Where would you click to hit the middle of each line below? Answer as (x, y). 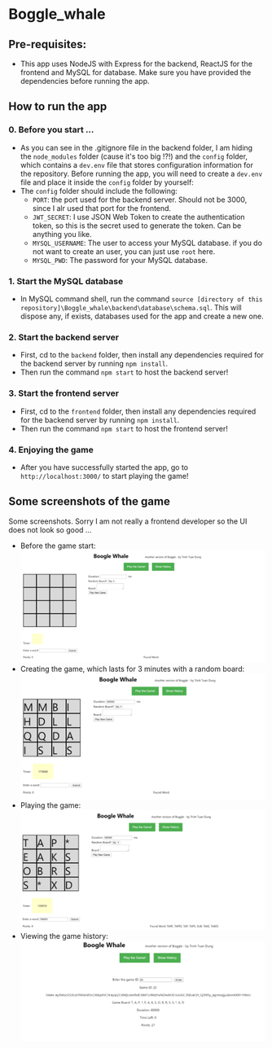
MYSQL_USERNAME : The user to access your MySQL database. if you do (147, 243)
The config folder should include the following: (99, 191)
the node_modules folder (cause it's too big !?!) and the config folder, (134, 156)
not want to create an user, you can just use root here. (124, 251)
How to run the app (58, 107)
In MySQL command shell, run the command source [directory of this (141, 299)
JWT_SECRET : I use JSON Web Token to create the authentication (139, 217)
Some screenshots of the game (90, 502)
